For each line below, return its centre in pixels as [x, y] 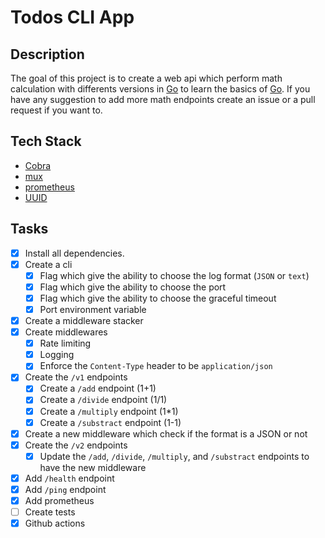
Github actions [55, 523]
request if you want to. [56, 110]
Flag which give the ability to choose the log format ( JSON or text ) [174, 275]
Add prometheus [59, 500]
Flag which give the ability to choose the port [133, 287]
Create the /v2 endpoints [76, 445]
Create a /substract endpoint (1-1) [110, 422]
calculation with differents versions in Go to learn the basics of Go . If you [160, 89]
